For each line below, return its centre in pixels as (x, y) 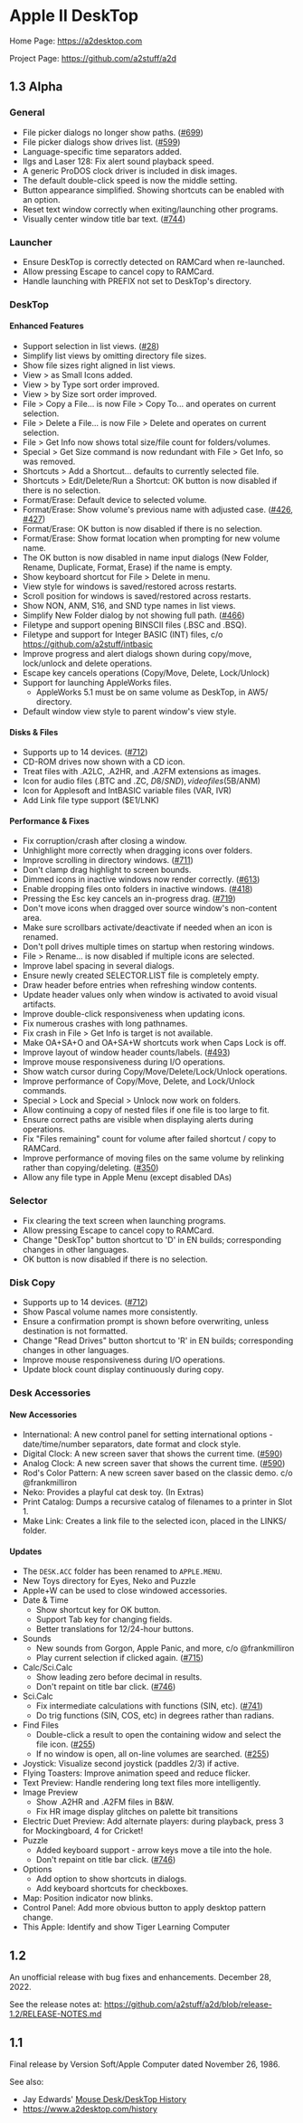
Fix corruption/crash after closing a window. (104, 841)
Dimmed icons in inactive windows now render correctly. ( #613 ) (141, 879)
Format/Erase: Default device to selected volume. (114, 500)
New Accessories (43, 1414)
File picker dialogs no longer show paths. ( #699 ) (113, 132)
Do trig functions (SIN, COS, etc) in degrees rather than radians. (155, 1716)
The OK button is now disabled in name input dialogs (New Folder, (146, 558)
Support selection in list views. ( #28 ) (91, 346)
